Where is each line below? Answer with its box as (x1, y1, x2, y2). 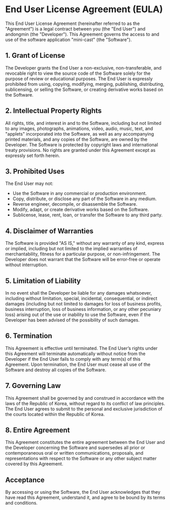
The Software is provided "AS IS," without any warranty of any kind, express (5, 240, 164, 246)
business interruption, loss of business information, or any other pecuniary (5, 306, 161, 312)
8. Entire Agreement (5, 426, 70, 435)
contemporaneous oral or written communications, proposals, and (5, 450, 144, 456)
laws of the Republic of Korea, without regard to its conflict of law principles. (5, 400, 165, 406)
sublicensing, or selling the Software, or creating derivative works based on (5, 86, 163, 92)
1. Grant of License (5, 51, 65, 60)
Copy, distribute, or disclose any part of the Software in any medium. (12, 196, 157, 202)
